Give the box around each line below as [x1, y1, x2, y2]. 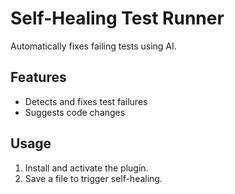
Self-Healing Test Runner [10, 7, 225, 30]
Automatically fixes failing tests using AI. [10, 40, 177, 52]
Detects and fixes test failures [24, 95, 148, 107]
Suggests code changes [24, 106, 126, 118]
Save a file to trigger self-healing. [24, 172, 163, 184]
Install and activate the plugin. [24, 162, 149, 174]
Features [10, 69, 67, 86]
